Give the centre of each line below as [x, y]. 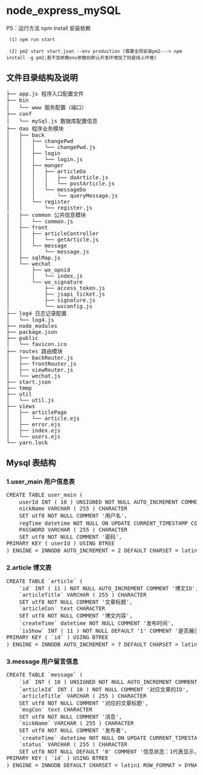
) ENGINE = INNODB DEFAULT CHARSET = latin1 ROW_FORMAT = [94, 765]
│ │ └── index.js [45, 276]
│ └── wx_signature [45, 282]
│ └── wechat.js [34, 376]
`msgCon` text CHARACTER [56, 710]
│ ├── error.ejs [34, 424]
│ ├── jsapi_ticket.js [56, 294]
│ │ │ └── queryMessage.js [62, 195]
